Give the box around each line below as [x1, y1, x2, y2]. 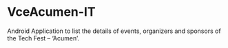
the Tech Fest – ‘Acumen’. [7, 34, 79, 42]
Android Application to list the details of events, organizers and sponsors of [7, 27, 222, 35]
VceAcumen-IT [7, 4, 96, 20]
